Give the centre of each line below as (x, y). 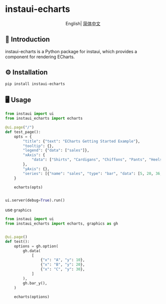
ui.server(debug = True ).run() (35, 200)
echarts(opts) (28, 187)
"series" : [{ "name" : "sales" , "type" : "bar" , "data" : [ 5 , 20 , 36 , (93, 173)
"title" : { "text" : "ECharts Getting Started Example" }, (82, 141)
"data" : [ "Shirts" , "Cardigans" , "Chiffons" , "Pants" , (89, 160)
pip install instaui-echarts (35, 84)
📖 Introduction (28, 39)
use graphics (19, 210)
